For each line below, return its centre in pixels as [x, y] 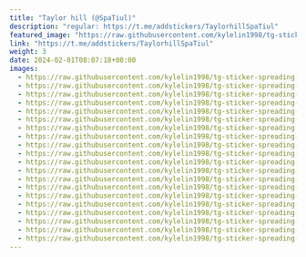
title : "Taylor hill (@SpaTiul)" [73, 18]
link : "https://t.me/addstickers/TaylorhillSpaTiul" [112, 43]
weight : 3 [28, 52]
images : [24, 69]
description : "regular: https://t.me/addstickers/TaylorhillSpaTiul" [144, 26]
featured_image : [40, 35]
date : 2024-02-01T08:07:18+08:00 [73, 60]
